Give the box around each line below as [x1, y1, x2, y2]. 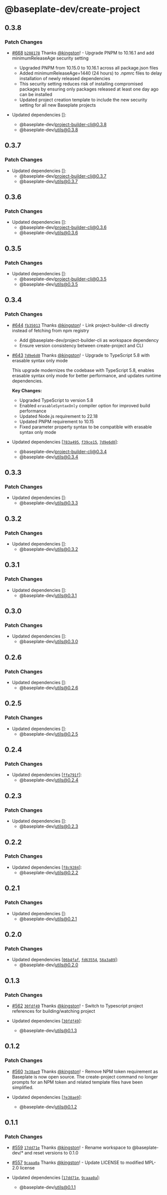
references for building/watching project [11, 1008, 95, 1014]
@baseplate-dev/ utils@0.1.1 [19, 1184, 76, 1190]
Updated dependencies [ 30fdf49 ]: [11, 1017, 82, 1024]
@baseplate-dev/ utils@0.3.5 [19, 281, 78, 287]
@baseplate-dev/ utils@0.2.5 [19, 731, 78, 737]
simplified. [11, 1084, 33, 1090]
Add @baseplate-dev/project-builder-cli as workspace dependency [19, 337, 159, 343]
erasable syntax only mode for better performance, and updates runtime [11, 372, 161, 378]
